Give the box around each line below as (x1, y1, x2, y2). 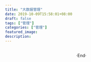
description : (5, 34, 31, 39)
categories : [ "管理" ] (5, 25, 47, 30)
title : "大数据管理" (5, 7, 43, 12)
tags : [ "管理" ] (5, 20, 34, 26)
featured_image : (5, 30, 38, 34)
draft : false (5, 16, 31, 21)
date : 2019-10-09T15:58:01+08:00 (5, 12, 73, 16)
